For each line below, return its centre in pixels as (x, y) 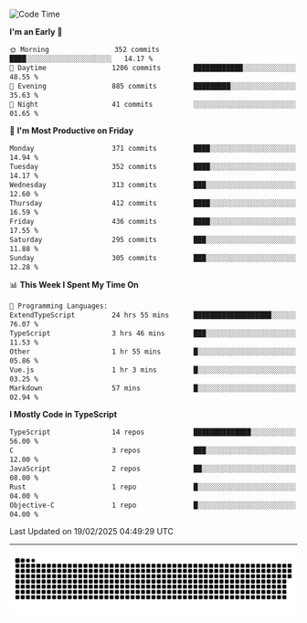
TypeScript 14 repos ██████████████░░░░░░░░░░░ (153, 432)
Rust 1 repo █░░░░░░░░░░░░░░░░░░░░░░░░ (153, 487)
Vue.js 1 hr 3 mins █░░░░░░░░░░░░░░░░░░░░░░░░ (153, 370)
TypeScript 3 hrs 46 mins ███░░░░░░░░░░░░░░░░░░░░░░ (153, 333)
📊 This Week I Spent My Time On (74, 285)
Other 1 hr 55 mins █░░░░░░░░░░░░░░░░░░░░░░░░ (153, 352)
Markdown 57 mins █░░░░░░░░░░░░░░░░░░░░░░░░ (153, 388)
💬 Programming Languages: (58, 306)
